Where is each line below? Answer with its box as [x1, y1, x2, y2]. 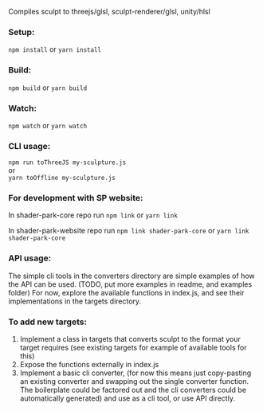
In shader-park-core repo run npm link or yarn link [8, 210, 178, 220]
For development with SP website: [8, 193, 143, 204]
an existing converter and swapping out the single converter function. [19, 377, 249, 386]
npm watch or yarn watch [8, 120, 88, 130]
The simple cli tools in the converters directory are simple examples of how [8, 271, 255, 280]
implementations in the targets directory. [8, 296, 142, 306]
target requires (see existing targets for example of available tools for [19, 342, 247, 353]
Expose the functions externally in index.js [19, 360, 159, 370]
